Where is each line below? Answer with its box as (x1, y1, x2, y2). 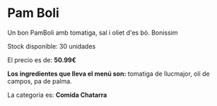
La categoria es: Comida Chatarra (7, 90, 107, 99)
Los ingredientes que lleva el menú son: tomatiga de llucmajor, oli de (7, 69, 210, 78)
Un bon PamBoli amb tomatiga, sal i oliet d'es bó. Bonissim (7, 28, 178, 37)
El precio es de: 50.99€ (7, 55, 76, 64)
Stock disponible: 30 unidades (7, 42, 96, 50)
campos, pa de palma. (7, 76, 72, 86)
